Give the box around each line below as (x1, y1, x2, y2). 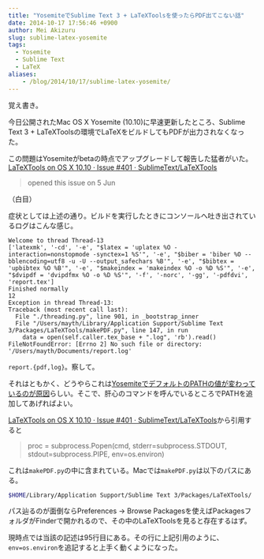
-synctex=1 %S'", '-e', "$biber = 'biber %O (92, 250, 242, 258)
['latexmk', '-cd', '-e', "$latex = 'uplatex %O (8, 243, 171, 251)
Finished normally (8, 285, 69, 293)
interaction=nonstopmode (8, 250, 90, 258)
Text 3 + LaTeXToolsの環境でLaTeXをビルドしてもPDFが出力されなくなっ (8, 127, 245, 137)
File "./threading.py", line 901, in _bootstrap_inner (15, 313, 199, 321)
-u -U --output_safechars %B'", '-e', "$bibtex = (68, 257, 235, 265)
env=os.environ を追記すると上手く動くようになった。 (8, 542, 183, 553)
